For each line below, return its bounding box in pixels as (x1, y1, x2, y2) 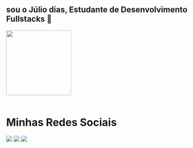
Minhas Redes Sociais (6, 116, 117, 129)
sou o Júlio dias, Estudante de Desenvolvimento (6, 5, 188, 15)
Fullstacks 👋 (6, 14, 52, 24)
